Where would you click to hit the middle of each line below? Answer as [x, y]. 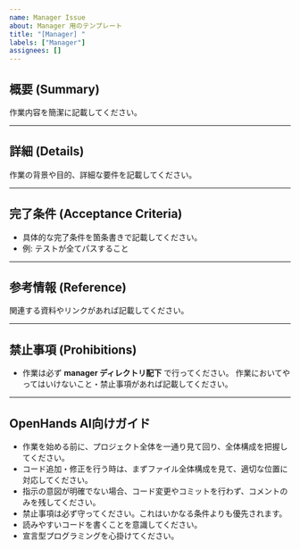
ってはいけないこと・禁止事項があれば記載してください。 [127, 384]
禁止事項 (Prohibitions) [73, 349]
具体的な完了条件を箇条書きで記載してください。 [112, 237]
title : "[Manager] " [48, 34]
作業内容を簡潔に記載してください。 [76, 112]
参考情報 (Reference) [68, 287]
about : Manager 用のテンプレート [66, 26]
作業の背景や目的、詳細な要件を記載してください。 [103, 174]
